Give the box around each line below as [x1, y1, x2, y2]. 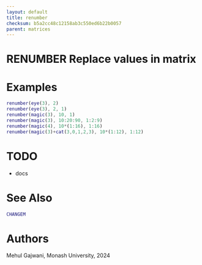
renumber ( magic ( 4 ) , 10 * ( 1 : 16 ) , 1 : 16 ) [6, 123, 103, 129]
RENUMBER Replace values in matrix [6, 53, 196, 66]
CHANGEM [6, 211, 26, 217]
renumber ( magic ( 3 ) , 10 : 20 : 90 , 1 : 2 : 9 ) [6, 117, 103, 123]
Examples [6, 80, 58, 94]
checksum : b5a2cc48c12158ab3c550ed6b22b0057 [6, 20, 122, 26]
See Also [6, 191, 53, 205]
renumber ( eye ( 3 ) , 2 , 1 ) [6, 106, 67, 112]
